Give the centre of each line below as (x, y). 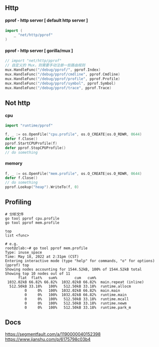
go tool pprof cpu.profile (32, 218)
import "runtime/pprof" (29, 126)
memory (14, 163)
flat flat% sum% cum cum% (57, 278)
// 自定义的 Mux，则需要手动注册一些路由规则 (45, 65)
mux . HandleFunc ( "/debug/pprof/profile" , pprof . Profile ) (63, 79)
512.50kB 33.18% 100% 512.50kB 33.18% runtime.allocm (70, 286)
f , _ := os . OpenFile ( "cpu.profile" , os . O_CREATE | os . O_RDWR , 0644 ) (73, 134)
